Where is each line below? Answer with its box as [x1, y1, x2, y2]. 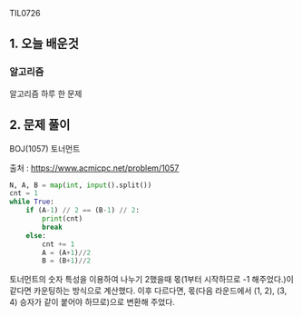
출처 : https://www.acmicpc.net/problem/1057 [9, 163, 180, 173]
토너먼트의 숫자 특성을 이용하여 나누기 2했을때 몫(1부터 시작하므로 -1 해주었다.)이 [9, 274, 295, 285]
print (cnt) [42, 214, 83, 223]
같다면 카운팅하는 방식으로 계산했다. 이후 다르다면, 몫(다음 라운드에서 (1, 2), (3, [9, 285, 287, 296]
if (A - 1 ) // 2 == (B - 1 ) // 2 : [25, 206, 141, 215]
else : [25, 231, 47, 240]
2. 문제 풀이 [9, 117, 71, 133]
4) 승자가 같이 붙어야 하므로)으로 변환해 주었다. [9, 297, 175, 308]
